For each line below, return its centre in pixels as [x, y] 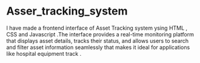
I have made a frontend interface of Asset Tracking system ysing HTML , [97, 28]
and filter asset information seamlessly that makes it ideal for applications [98, 47]
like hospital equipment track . [44, 53]
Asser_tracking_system [67, 11]
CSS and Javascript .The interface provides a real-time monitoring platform [100, 34]
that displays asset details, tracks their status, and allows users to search [98, 41]
